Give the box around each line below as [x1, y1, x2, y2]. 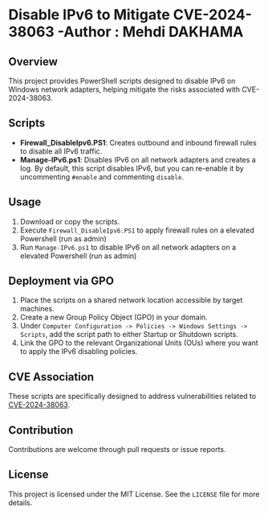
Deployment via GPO [8, 274, 115, 288]
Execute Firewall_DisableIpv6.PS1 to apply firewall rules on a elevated [19, 225, 254, 235]
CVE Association [8, 370, 95, 384]
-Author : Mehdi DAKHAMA [57, 23, 244, 41]
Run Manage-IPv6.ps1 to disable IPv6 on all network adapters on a [19, 242, 237, 252]
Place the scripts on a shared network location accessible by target [19, 295, 243, 305]
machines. [19, 304, 55, 314]
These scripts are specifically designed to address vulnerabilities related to [8, 392, 257, 401]
